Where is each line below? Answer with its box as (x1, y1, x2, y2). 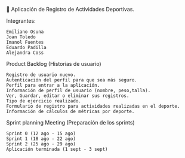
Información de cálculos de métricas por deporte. (6, 108, 135, 114)
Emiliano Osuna (6, 29, 44, 35)
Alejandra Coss (6, 50, 44, 56)
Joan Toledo (6, 34, 36, 40)
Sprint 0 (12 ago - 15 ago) (6, 130, 76, 136)
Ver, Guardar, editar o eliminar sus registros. (6, 93, 129, 99)
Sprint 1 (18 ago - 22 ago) (6, 136, 76, 142)
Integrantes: (6, 17, 36, 24)
